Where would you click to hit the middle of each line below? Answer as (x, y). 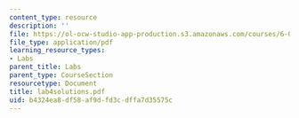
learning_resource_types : (57, 51)
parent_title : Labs (45, 67)
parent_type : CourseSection (61, 75)
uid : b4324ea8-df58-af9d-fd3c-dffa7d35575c (91, 100)
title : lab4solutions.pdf (57, 91)
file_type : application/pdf (61, 42)
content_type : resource (53, 17)
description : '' (39, 26)
